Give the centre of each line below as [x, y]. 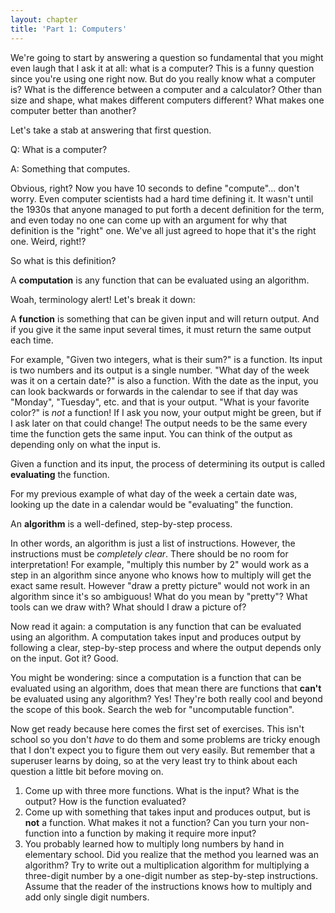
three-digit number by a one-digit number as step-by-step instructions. [171, 875]
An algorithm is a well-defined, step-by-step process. [121, 523]
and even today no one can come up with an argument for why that [149, 220]
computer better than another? [73, 110]
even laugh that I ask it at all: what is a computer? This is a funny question [162, 68]
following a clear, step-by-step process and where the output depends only [166, 647]
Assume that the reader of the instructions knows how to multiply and [168, 886]
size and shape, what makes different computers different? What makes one [167, 100]
